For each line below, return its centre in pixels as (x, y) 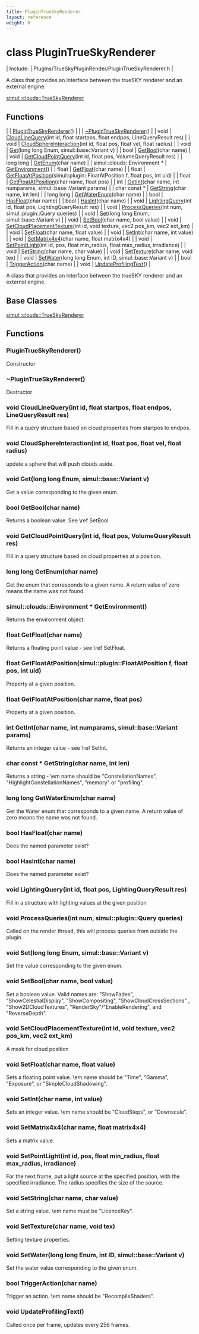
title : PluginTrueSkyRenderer (44, 12)
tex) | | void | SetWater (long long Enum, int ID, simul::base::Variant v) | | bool (99, 258)
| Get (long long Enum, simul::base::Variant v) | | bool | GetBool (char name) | (98, 150)
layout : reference (29, 17)
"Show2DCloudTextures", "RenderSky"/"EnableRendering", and (84, 1006)
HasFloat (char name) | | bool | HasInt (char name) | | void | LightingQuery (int (99, 201)
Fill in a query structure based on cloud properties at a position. (84, 556)
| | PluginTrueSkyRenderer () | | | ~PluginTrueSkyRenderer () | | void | (89, 131)
